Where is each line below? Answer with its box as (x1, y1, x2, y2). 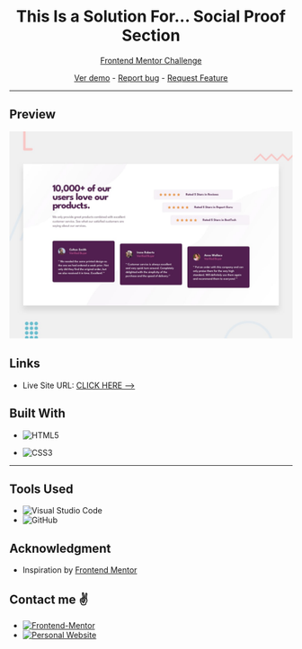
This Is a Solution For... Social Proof (16, 6, 286, 27)
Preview (9, 107, 57, 122)
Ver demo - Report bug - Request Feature (74, 72, 228, 83)
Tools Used (9, 481, 74, 496)
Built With (9, 406, 66, 421)
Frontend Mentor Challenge (100, 55, 202, 66)
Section (121, 25, 181, 46)
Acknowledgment (9, 540, 111, 556)
